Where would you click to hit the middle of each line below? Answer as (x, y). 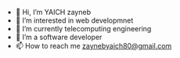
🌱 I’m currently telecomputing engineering (83, 29)
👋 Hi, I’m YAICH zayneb (53, 12)
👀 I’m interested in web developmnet (74, 20)
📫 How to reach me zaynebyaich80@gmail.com (94, 46)
